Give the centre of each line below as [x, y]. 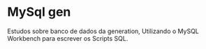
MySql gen [39, 12]
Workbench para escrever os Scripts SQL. [68, 38]
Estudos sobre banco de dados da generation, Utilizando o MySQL [103, 31]
